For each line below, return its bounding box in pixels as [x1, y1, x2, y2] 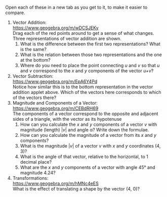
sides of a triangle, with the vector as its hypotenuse [12, 116, 122, 122]
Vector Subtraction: [12, 73, 54, 79]
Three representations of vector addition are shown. [12, 35, 121, 41]
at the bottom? [20, 57, 51, 63]
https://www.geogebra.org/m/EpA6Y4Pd [12, 78, 98, 84]
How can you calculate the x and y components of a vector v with [20, 121, 157, 127]
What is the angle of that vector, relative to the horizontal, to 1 [20, 154, 148, 160]
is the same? [20, 46, 47, 52]
